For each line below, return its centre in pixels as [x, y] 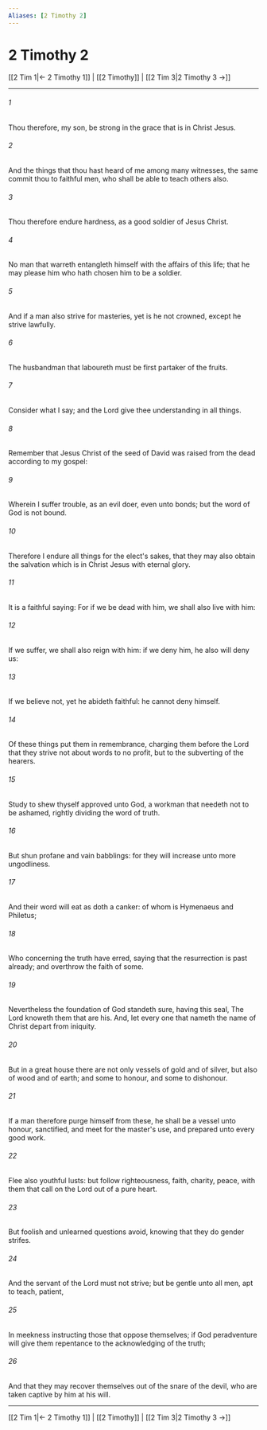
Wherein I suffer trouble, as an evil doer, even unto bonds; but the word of [129, 504]
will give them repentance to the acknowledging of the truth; [107, 1343]
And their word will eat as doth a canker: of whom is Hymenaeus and [121, 907]
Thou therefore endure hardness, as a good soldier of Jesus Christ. [118, 222]
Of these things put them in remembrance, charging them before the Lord [129, 744]
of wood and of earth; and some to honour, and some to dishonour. [118, 1078]
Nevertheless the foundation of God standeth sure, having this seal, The [126, 1010]
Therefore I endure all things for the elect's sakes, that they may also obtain [132, 556]
